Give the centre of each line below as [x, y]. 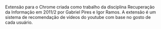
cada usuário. [19, 22]
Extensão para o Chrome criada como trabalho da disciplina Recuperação [80, 7]
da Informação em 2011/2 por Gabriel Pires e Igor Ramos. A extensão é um [80, 12]
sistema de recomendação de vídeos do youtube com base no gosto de [78, 17]
